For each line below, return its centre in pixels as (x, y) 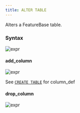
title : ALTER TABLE (26, 10)
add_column (19, 61)
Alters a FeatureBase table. (34, 25)
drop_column (20, 94)
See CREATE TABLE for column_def (40, 82)
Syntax (14, 38)
